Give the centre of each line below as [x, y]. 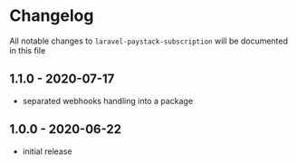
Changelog [52, 16]
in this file [28, 50]
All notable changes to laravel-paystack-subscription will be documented [148, 41]
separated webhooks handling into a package [107, 101]
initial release [47, 151]
